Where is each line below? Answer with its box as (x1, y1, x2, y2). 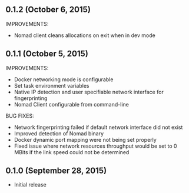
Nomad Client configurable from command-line (14, 101, 129, 108)
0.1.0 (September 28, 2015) (5, 166, 107, 176)
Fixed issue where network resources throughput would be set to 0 (14, 142, 177, 149)
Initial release (14, 181, 47, 188)
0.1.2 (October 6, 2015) (5, 5, 91, 15)
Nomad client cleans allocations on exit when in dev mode (14, 32, 155, 39)
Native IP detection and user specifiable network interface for (14, 88, 164, 95)
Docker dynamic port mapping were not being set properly (14, 136, 157, 143)
